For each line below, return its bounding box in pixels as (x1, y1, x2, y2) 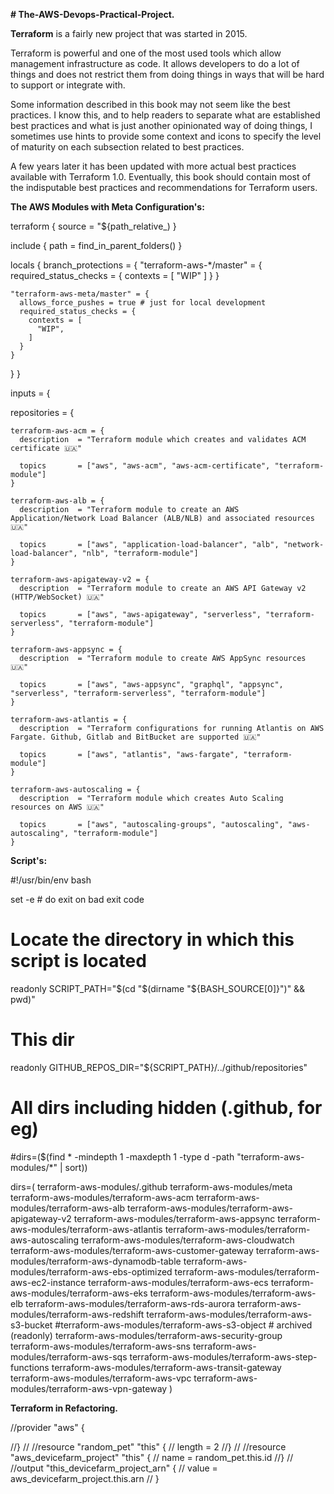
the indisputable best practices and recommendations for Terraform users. (10, 182, 318, 193)
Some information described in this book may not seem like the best (10, 99, 291, 110)
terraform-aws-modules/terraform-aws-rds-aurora (25, 1297, 236, 1309)
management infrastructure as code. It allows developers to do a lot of (10, 58, 300, 69)
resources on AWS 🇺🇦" (10, 802, 105, 812)
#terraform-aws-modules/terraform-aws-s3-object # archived (54, 1319, 313, 1331)
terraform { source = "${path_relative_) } (10, 220, 177, 232)
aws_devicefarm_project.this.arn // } (10, 1472, 160, 1484)
